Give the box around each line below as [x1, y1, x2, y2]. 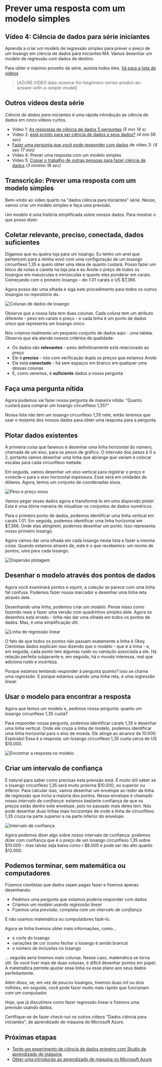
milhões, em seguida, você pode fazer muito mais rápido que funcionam [5, 985, 149, 991]
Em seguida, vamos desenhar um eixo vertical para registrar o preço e [5, 469, 145, 475]
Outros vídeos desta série [5, 99, 85, 107]
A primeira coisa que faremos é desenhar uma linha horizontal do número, [5, 444, 153, 450]
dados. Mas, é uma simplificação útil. [5, 619, 79, 625]
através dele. [5, 594, 31, 600]
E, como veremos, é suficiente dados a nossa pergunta [12, 370, 123, 376]
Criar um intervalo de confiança [5, 764, 103, 772]
